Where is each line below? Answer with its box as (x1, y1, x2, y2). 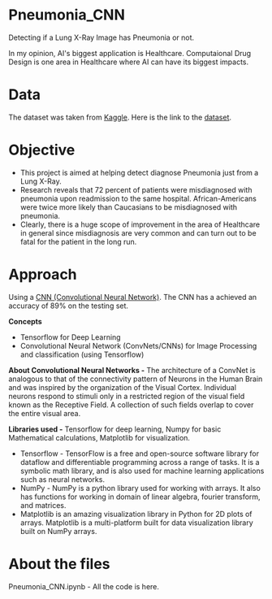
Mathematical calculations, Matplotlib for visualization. (8, 432, 191, 442)
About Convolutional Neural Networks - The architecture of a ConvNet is (8, 365, 256, 375)
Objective (8, 141, 76, 159)
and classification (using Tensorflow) (19, 349, 145, 359)
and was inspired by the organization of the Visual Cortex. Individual (8, 382, 237, 392)
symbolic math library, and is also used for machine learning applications (19, 466, 265, 475)
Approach (8, 266, 77, 284)
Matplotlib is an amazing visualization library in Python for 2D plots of (19, 509, 253, 519)
